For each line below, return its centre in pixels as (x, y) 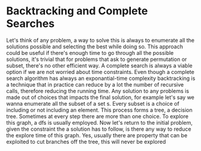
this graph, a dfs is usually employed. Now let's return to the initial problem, (100, 122)
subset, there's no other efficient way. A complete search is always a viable (100, 65)
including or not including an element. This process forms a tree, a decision (100, 110)
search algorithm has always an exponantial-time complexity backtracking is (101, 78)
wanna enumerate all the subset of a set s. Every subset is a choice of (93, 103)
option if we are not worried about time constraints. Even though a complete (100, 72)
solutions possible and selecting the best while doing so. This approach (94, 47)
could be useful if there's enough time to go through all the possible (90, 53)
